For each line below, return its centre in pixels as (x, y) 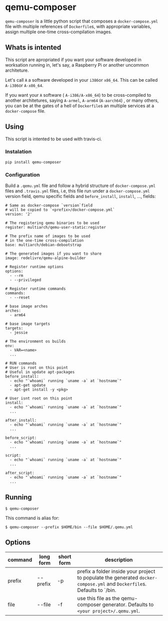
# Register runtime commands (35, 289)
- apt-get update (28, 385)
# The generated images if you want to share (53, 254)
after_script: (20, 473)
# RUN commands (21, 363)
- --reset (20, 298)
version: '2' (19, 215)
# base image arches (27, 306)
